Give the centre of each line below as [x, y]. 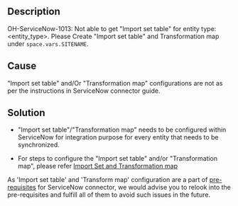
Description [34, 12]
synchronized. [38, 145]
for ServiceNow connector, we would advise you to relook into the [134, 188]
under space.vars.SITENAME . [48, 44]
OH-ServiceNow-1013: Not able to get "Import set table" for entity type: [112, 28]
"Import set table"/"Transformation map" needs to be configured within [122, 130]
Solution [26, 113]
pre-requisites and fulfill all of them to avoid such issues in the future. [109, 195]
